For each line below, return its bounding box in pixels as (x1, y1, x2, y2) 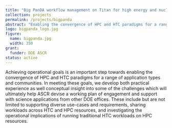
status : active (5, 55, 38, 60)
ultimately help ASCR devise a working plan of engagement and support (5, 91, 158, 97)
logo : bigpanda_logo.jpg (5, 27, 58, 32)
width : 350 (10, 41, 33, 46)
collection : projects (5, 12, 52, 17)
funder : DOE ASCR (10, 50, 47, 55)
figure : (5, 31, 22, 36)
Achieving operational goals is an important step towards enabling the (5, 69, 153, 75)
